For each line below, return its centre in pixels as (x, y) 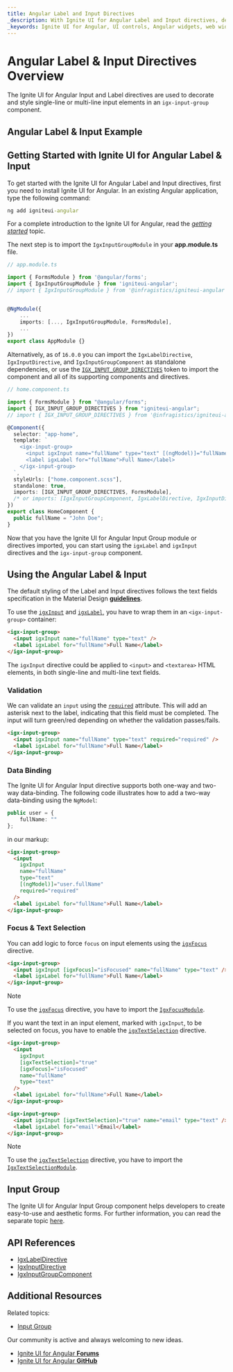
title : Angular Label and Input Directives (71, 14)
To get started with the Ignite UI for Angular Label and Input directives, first (114, 183)
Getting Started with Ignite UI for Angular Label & (115, 155)
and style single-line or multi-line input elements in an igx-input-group (108, 102)
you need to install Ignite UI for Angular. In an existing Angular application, (113, 190)
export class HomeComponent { (51, 512)
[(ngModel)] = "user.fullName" (62, 884)
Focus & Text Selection (46, 928)
